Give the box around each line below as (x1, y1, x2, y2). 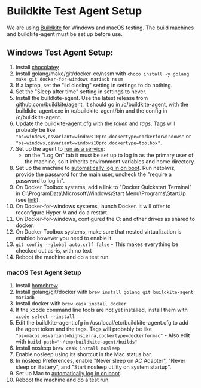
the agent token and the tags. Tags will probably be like (15, 325, 152, 333)
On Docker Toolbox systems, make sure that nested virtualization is (15, 228, 182, 235)
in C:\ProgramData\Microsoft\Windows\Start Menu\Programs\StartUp (15, 190, 186, 197)
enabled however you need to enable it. (15, 234, 113, 241)
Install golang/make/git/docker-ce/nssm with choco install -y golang (15, 70, 190, 77)
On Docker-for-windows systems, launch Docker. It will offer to (15, 202, 171, 210)
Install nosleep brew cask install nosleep (15, 344, 120, 351)
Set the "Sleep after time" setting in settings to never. (15, 88, 147, 95)
